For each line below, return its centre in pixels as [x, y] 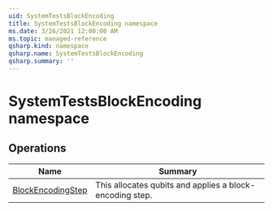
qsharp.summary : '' [41, 62]
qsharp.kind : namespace [49, 46]
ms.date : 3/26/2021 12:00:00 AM [63, 31]
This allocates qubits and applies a [161, 185]
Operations [37, 148]
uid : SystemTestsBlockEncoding [61, 16]
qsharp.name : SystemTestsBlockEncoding [76, 54]
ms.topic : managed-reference [58, 39]
